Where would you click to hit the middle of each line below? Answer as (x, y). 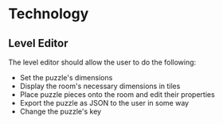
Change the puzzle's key (61, 111)
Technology (49, 14)
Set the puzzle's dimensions (66, 77)
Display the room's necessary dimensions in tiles (100, 86)
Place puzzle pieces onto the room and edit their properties (117, 95)
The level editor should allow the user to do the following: (102, 62)
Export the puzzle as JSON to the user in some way (104, 103)
